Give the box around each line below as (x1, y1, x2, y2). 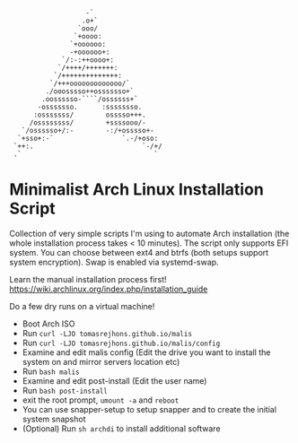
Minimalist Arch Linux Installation (9, 179, 265, 200)
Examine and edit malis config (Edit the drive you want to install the (22, 346, 271, 358)
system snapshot (22, 413, 86, 424)
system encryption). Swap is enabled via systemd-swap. (9, 256, 219, 267)
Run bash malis (22, 366, 80, 377)
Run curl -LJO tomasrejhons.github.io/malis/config (22, 337, 221, 348)
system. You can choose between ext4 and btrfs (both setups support (9, 247, 269, 257)
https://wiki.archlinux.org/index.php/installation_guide (9, 283, 208, 294)
